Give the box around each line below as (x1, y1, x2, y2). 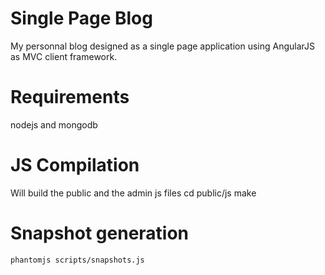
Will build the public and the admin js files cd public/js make (10, 187, 257, 199)
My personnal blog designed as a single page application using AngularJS (10, 40, 316, 52)
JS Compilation (10, 154, 140, 177)
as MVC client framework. (10, 50, 118, 62)
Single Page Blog (10, 7, 153, 30)
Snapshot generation (10, 222, 190, 244)
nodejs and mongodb (10, 118, 98, 131)
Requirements (10, 86, 130, 109)
